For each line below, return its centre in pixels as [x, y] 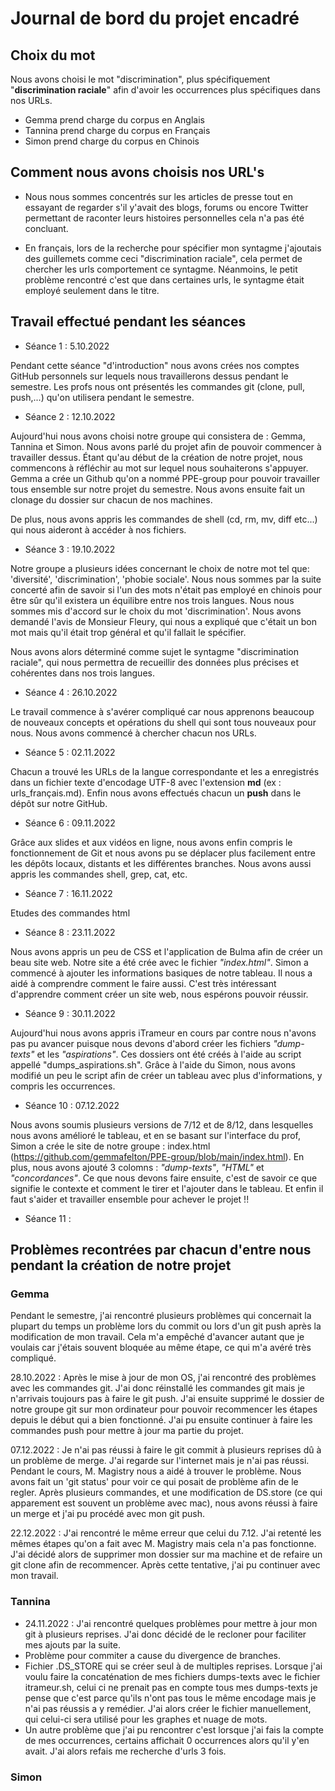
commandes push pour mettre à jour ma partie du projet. [127, 1431]
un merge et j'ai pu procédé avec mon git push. [107, 1514]
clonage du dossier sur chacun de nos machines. [111, 499]
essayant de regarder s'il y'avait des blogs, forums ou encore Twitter [166, 207]
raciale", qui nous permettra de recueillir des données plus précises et [155, 662]
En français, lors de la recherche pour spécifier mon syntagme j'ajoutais [173, 248]
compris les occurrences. [63, 1086]
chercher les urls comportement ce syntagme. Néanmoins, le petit [161, 269]
